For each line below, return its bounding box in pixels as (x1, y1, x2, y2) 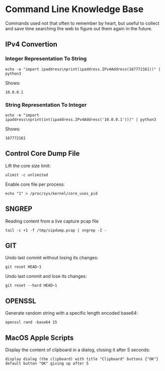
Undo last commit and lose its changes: (5, 273, 87, 279)
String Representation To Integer (5, 101, 87, 108)
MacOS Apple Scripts (5, 333, 74, 342)
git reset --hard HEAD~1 (5, 283, 57, 288)
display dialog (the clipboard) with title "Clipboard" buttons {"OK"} (5, 356, 158, 361)
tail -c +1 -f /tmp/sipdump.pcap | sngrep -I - (5, 228, 107, 233)
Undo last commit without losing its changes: (5, 255, 99, 261)
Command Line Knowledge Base (5, 4, 144, 15)
